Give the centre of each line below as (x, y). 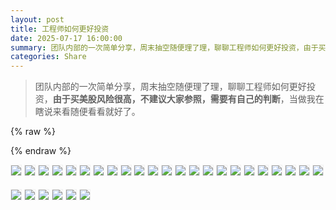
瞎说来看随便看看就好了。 (87, 112)
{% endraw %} (41, 151)
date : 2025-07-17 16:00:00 (66, 38)
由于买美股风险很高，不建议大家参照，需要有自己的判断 (166, 99)
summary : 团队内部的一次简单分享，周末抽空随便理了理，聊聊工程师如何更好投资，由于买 (168, 47)
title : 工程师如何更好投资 (60, 29)
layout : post (37, 19)
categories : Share (48, 57)
